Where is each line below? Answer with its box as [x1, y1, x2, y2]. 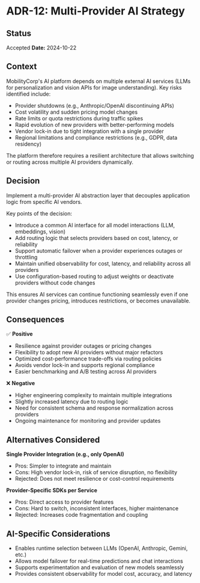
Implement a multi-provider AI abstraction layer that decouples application [6, 191, 190, 199]
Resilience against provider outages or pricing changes [14, 342, 152, 350]
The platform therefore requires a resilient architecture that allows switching [6, 152, 194, 159]
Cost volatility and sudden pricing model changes [14, 108, 138, 116]
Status [6, 28, 32, 39]
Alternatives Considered [6, 434, 100, 445]
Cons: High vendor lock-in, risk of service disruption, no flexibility [14, 469, 178, 476]
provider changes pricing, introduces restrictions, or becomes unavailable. [6, 297, 191, 304]
